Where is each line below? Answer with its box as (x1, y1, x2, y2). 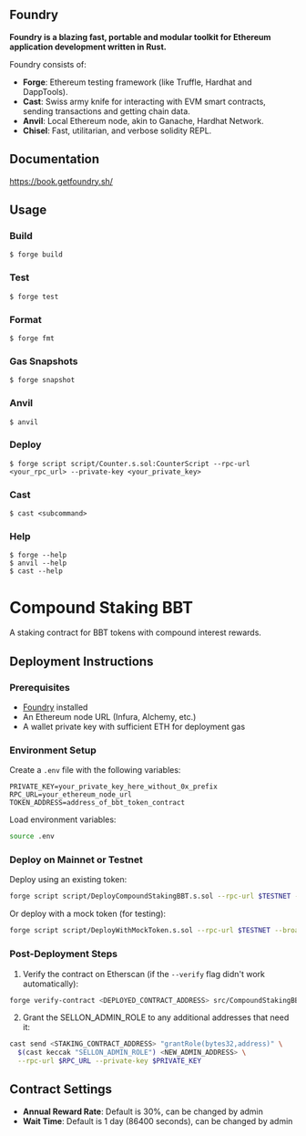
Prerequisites (9, 681, 70, 693)
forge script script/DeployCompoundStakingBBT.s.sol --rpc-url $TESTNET (9, 891, 291, 902)
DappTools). (22, 86, 68, 97)
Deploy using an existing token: (9, 874, 127, 885)
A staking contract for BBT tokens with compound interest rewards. (9, 627, 262, 638)
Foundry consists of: (9, 58, 87, 69)
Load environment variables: (9, 814, 117, 825)
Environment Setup (9, 744, 97, 756)
